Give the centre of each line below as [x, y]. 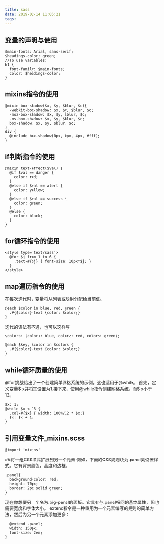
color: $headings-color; [35, 74]
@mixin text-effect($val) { [34, 168]
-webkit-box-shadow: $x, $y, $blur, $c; [51, 110]
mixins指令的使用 [32, 94]
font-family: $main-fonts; [37, 69]
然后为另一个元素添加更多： [42, 515]
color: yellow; [30, 190]
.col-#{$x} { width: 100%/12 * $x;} [47, 413]
